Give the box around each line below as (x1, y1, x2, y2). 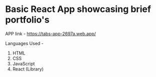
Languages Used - (5, 40, 44, 46)
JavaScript (12, 60, 35, 66)
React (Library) (12, 66, 44, 72)
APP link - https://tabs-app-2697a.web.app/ (5, 30, 96, 36)
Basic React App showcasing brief (5, 3, 151, 15)
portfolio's (5, 14, 50, 25)
